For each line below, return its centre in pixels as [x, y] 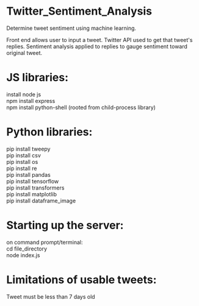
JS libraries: [38, 78]
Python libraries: [49, 132]
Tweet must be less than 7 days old [51, 296]
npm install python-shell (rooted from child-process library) [81, 107]
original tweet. [24, 52]
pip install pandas [28, 174]
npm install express [31, 101]
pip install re [22, 168]
